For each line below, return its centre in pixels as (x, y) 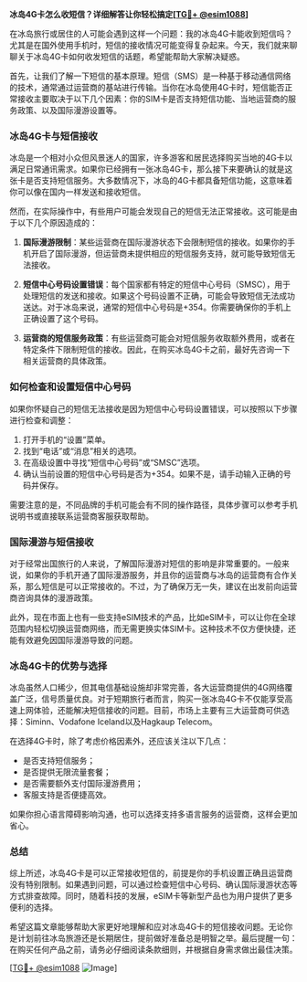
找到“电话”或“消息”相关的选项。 (82, 450)
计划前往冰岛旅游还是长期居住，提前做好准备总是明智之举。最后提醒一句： (157, 938)
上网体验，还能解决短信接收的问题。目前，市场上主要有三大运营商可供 (149, 711)
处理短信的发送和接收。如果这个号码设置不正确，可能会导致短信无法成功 (159, 296)
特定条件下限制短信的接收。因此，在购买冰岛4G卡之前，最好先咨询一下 (156, 350)
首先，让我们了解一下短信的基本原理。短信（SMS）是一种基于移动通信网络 (150, 76)
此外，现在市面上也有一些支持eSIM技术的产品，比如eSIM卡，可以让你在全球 (153, 617)
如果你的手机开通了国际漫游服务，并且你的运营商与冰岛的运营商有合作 (157, 575)
